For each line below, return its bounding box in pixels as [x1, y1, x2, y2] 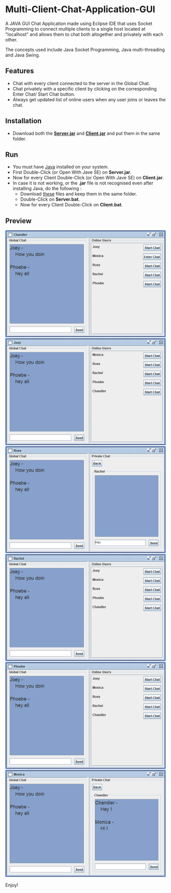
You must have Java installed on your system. [12, 164, 109, 170]
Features [5, 67, 34, 75]
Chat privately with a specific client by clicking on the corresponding [12, 86, 157, 92]
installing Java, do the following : [12, 185, 82, 192]
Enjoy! [5, 882, 19, 888]
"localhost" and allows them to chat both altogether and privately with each [5, 31, 164, 37]
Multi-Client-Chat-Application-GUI [5, 4, 155, 15]
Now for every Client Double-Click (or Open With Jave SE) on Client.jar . [12, 175, 164, 181]
